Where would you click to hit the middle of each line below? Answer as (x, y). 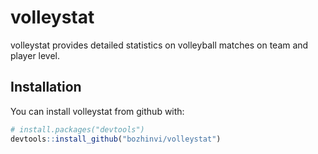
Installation (46, 87)
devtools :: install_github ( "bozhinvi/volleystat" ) (116, 139)
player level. (35, 55)
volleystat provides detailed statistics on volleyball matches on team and (159, 45)
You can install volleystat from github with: (97, 111)
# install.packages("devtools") (77, 129)
